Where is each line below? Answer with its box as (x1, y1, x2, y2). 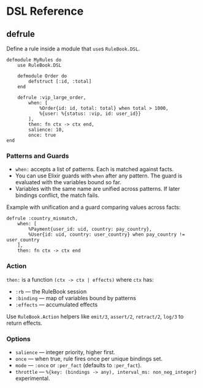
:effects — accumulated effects (15, 301, 98, 308)
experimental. (15, 374, 50, 382)
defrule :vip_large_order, (17, 95, 86, 101)
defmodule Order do (17, 73, 67, 79)
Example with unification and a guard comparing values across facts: (6, 204, 181, 211)
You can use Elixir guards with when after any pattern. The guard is (15, 172, 183, 179)
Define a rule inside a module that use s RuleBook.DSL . (6, 45, 140, 52)
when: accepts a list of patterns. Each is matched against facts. (15, 166, 174, 173)
